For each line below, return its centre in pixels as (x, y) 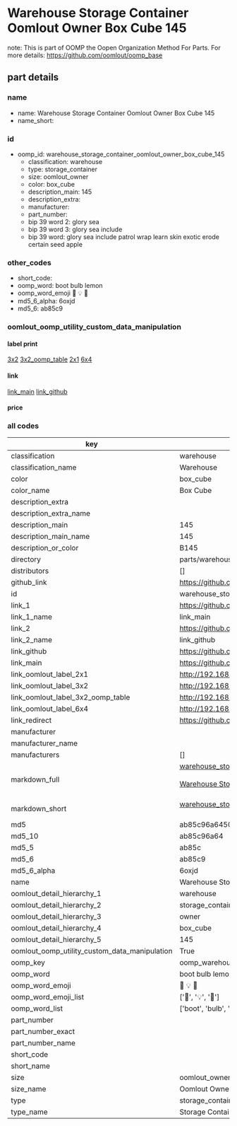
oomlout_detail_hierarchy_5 (56, 940)
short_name (31, 1066)
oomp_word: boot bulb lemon (60, 286)
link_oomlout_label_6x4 (50, 709)
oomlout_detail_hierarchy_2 (56, 905)
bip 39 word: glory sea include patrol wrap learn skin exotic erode (124, 237)
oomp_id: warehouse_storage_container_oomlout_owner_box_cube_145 (121, 154)
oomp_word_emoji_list (48, 997)
